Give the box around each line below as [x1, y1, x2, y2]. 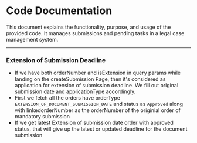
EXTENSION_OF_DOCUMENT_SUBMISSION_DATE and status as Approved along [14, 101, 184, 108]
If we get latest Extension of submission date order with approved [14, 119, 174, 127]
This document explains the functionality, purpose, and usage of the [6, 23, 171, 30]
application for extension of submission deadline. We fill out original [14, 82, 179, 89]
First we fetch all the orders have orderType [14, 94, 120, 101]
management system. [6, 36, 59, 43]
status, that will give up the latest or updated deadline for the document [14, 125, 188, 132]
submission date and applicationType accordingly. [14, 88, 136, 95]
